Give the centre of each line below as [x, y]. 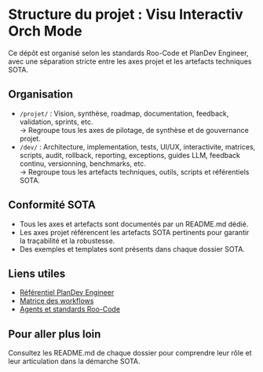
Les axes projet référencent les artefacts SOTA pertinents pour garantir [134, 232]
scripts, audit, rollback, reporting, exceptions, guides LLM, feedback [130, 155]
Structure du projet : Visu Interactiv [126, 15]
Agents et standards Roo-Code [69, 309]
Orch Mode [45, 31]
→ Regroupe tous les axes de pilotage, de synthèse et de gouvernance [134, 130]
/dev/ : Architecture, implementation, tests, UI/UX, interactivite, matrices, [137, 146]
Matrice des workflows [57, 301]
